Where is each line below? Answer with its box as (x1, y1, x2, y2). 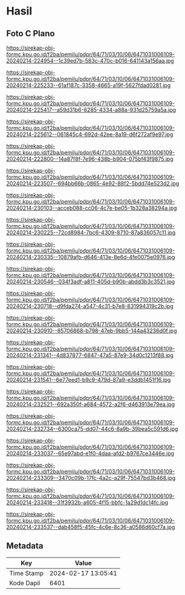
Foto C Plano (6, 28, 55, 39)
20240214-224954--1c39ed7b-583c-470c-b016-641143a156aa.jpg (6, 57, 174, 64)
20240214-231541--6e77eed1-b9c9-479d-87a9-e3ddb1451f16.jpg (6, 376, 171, 383)
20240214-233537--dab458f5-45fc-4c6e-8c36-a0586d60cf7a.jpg (6, 524, 175, 530)
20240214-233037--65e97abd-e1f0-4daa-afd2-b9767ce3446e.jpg (6, 450, 174, 457)
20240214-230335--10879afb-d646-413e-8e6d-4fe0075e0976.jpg (6, 254, 175, 260)
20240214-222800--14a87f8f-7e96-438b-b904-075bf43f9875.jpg (6, 155, 174, 162)
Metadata (6, 541, 44, 551)
